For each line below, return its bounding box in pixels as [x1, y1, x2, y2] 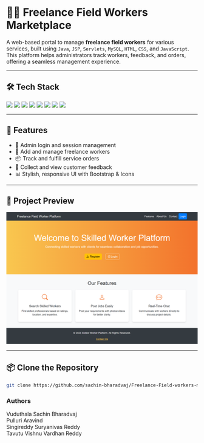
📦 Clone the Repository [6, 362, 99, 373]
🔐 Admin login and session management [15, 141, 117, 148]
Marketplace [6, 18, 72, 32]
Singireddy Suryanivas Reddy [6, 424, 80, 431]
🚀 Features [6, 125, 48, 136]
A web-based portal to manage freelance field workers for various [6, 38, 174, 46]
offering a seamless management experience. [6, 58, 121, 65]
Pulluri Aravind [6, 417, 43, 424]
